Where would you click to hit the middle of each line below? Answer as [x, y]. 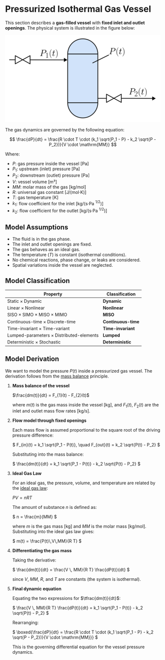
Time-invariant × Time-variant [38, 328]
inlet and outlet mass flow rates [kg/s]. [51, 411]
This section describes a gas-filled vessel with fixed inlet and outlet [75, 23]
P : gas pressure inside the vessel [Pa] [50, 163]
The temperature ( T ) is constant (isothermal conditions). [69, 255]
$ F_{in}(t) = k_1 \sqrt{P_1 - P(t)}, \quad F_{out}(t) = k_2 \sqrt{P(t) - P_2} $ [86, 445]
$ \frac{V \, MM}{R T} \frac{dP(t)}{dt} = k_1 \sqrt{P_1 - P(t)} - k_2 [78, 608]
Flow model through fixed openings [49, 421]
